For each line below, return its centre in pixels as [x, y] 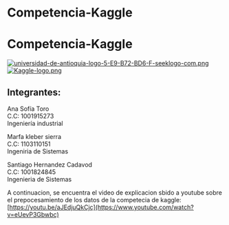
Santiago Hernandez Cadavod [50, 164]
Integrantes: [34, 92]
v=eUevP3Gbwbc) [33, 214]
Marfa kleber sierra [34, 136]
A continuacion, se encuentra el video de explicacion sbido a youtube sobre [115, 192]
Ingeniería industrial [35, 123]
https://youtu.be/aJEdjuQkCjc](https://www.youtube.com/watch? [101, 207]
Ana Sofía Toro [28, 109]
